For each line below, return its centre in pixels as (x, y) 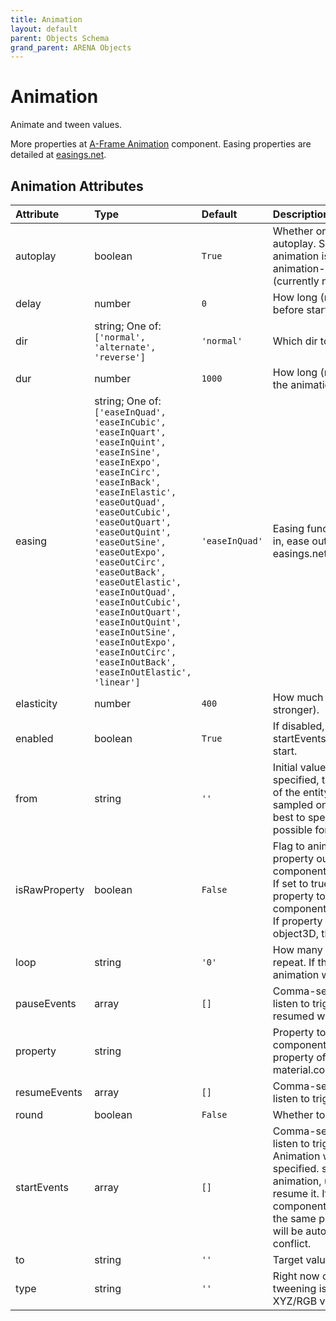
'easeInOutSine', (135, 632)
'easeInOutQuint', (138, 622)
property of (299, 1057)
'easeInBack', (128, 482)
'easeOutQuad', (130, 502)
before (288, 309)
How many (297, 949)
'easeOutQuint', (133, 532)
